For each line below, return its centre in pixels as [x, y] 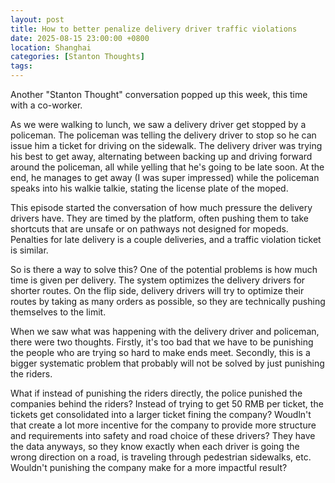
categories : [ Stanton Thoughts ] [77, 57]
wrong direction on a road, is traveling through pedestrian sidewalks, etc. [161, 457]
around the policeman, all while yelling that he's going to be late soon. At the [167, 167]
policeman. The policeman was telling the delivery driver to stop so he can [163, 135]
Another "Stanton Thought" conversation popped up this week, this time [159, 94]
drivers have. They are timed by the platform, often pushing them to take [159, 218]
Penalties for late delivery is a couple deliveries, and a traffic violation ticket [166, 239]
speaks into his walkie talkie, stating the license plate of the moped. [149, 188]
